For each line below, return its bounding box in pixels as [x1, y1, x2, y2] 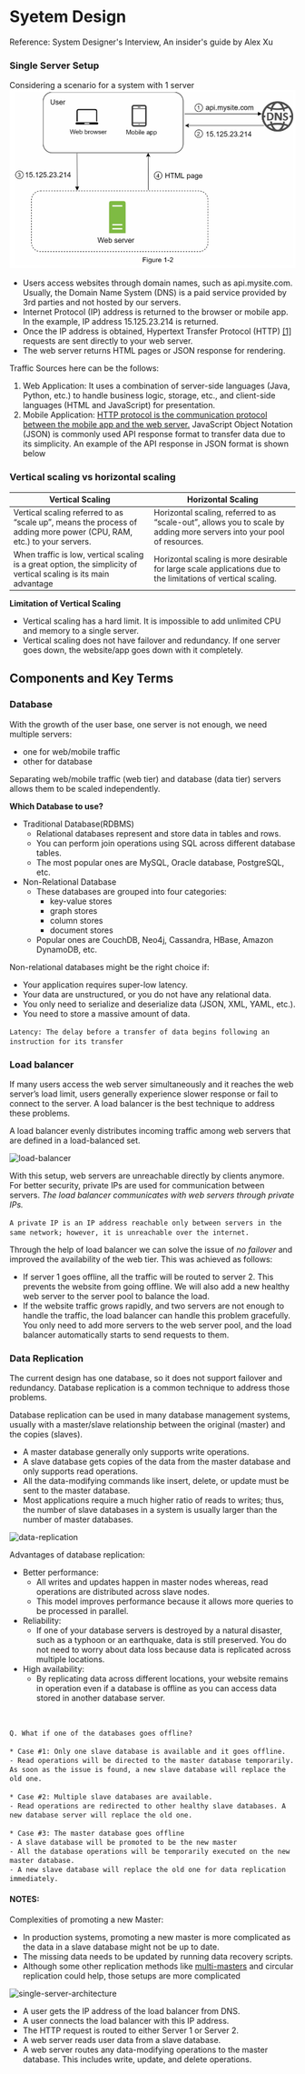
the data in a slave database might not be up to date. [22, 1941, 220, 1952]
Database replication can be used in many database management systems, [9, 1409, 290, 1420]
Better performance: [22, 1567, 99, 1578]
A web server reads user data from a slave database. [22, 2034, 221, 2045]
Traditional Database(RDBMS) [22, 818, 134, 829]
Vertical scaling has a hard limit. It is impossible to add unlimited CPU [22, 616, 281, 626]
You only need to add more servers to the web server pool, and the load [22, 1320, 292, 1331]
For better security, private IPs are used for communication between [9, 1180, 265, 1191]
